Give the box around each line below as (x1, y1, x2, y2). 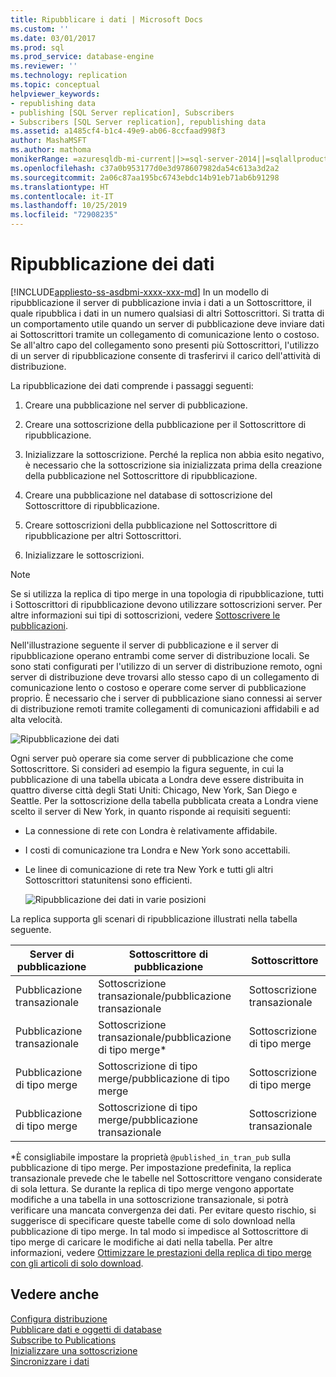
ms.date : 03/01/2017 (10, 33, 97, 43)
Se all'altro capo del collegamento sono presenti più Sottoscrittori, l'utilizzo (10, 339, 320, 351)
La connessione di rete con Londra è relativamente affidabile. (24, 824, 278, 836)
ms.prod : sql (10, 42, 65, 53)
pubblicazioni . (10, 619, 68, 631)
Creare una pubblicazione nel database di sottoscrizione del (24, 489, 273, 501)
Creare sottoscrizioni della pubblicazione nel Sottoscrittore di (24, 519, 278, 531)
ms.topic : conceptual (10, 80, 101, 90)
